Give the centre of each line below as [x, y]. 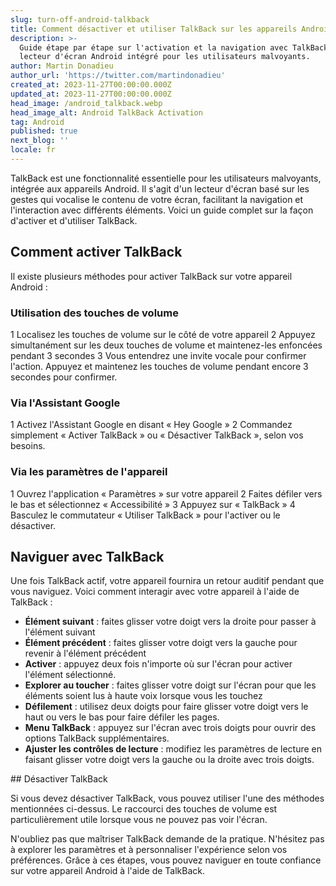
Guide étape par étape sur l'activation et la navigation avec [153, 47]
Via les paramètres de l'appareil [89, 472]
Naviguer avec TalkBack [87, 556]
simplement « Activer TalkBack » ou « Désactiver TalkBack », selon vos [157, 435]
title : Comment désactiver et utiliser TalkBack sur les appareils [154, 29]
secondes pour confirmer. [64, 377]
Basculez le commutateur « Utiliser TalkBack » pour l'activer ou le [145, 515]
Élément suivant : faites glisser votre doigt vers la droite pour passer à [170, 622]
